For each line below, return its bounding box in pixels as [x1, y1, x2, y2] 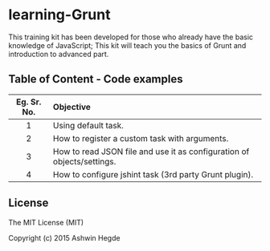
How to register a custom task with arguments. [52, 132, 229, 144]
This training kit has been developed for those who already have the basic [8, 32, 254, 42]
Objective [52, 101, 91, 112]
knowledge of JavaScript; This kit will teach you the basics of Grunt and [8, 40, 247, 50]
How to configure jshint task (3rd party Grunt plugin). [52, 168, 254, 180]
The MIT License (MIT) [8, 217, 84, 227]
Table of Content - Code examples [8, 72, 183, 86]
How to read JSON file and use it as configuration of [52, 146, 250, 157]
